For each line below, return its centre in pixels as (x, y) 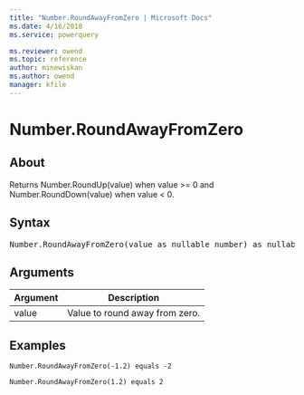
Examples (38, 345)
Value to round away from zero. (134, 313)
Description (134, 298)
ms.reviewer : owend (46, 51)
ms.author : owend (42, 77)
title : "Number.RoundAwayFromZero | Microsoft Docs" (111, 18)
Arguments (42, 272)
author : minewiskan (46, 68)
